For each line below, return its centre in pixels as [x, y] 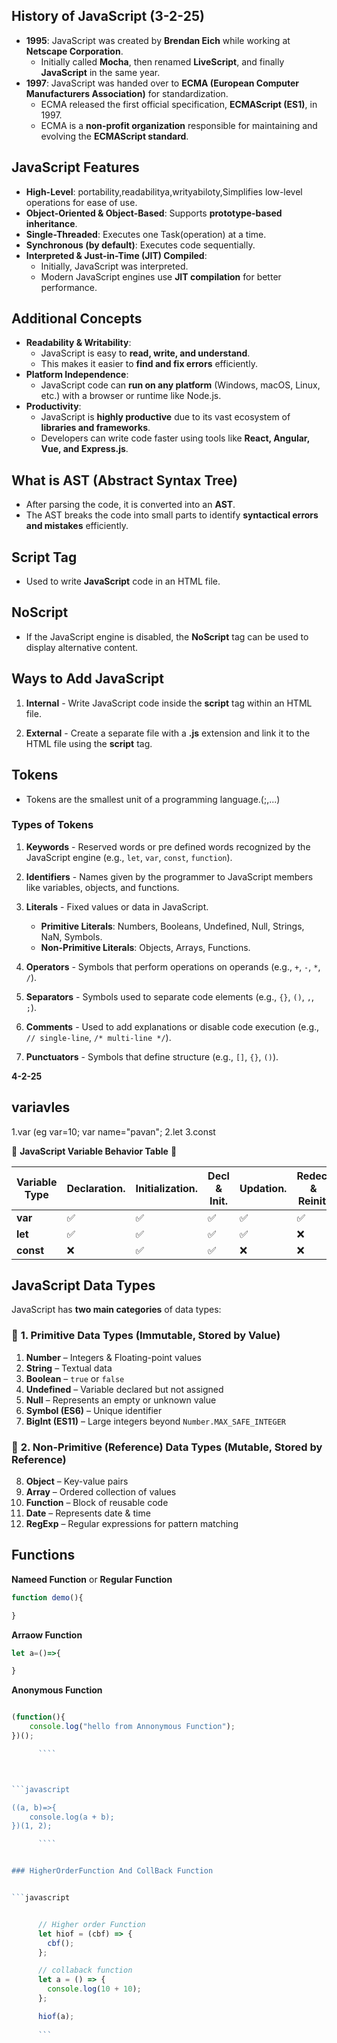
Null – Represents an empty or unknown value [121, 1400]
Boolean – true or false [75, 1378]
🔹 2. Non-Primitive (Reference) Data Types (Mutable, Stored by [167, 1447]
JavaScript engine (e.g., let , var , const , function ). [129, 857]
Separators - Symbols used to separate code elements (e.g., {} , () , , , [170, 996]
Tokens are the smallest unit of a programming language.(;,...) [153, 799]
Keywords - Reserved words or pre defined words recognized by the [168, 846]
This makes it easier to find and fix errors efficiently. [149, 364]
